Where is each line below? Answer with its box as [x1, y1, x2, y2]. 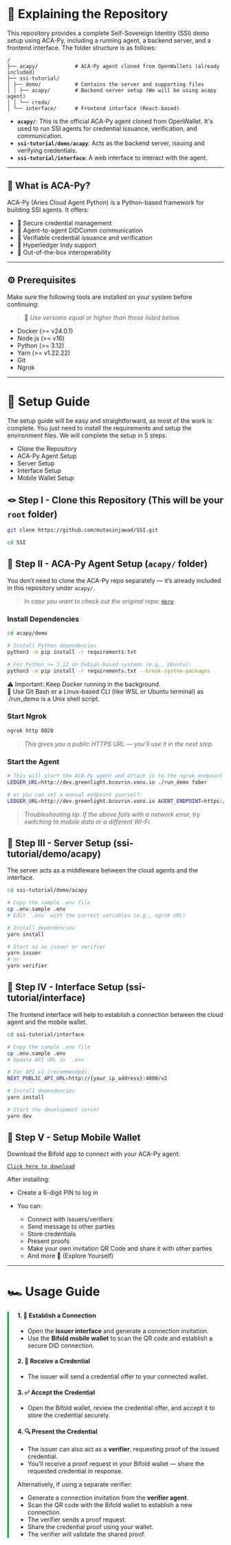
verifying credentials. [16, 146, 78, 154]
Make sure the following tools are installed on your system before [7, 292, 192, 301]
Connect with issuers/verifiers [27, 1215, 113, 1223]
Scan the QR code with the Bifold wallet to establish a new [27, 1501, 192, 1509]
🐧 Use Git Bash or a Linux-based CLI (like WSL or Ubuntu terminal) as [7, 687, 204, 695]
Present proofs [27, 1237, 70, 1245]
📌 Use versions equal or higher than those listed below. [23, 313, 181, 322]
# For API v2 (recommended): [7, 1069, 91, 1075]
